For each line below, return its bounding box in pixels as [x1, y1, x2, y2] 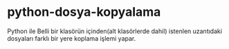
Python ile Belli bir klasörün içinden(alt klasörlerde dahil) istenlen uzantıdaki [7, 27, 223, 35]
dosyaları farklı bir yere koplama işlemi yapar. [7, 34, 136, 42]
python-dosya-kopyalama [7, 4, 161, 20]
